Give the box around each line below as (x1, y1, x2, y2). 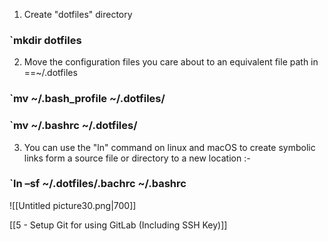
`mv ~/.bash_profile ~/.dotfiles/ (9, 92, 166, 106)
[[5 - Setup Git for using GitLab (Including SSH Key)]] (9, 219, 228, 231)
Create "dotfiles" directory (23, 9, 133, 20)
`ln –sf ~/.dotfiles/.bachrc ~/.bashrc (9, 177, 187, 191)
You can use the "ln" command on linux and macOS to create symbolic (23, 141, 316, 153)
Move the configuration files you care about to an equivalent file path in (23, 56, 319, 68)
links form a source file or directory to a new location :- (23, 152, 251, 164)
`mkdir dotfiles (9, 33, 82, 47)
